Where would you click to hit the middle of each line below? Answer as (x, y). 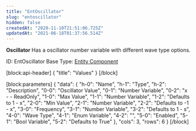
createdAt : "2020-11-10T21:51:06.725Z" (55, 28)
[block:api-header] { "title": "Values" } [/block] (62, 73)
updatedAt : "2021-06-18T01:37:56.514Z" (55, 33)
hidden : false (23, 22)
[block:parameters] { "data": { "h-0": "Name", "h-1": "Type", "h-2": (86, 84)
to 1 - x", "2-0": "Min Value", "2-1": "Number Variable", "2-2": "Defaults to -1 (97, 103)
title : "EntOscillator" (35, 11)
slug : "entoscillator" (34, 17)
